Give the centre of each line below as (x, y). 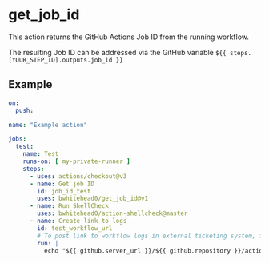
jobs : (17, 139)
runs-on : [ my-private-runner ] (76, 161)
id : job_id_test (64, 191)
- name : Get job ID (62, 184)
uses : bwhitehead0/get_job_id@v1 (93, 199)
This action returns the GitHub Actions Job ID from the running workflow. (129, 37)
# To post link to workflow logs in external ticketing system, (147, 236)
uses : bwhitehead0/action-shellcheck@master (112, 213)
